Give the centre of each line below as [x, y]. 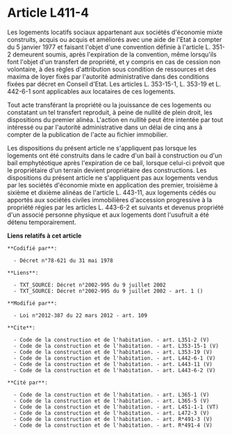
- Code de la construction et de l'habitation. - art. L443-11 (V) [113, 364]
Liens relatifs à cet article [44, 236]
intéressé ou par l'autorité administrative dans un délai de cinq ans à [105, 127]
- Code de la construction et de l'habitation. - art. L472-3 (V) [111, 413]
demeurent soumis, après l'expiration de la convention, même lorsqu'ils [115, 54]
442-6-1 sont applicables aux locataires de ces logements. [91, 91]
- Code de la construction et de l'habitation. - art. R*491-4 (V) [113, 425]
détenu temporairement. [42, 222]
